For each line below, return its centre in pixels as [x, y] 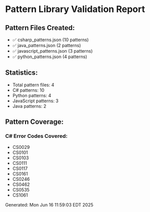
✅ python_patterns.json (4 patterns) [50, 57]
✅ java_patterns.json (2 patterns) [47, 45]
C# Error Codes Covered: [36, 136]
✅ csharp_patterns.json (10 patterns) [50, 40]
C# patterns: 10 [28, 90]
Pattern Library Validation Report [75, 9]
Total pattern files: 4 [33, 85]
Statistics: [22, 73]
